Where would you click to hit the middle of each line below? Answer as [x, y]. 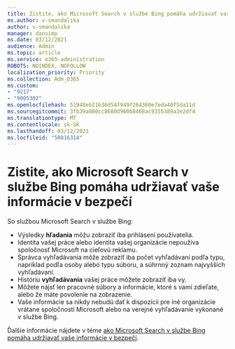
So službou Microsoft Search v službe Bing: [70, 221]
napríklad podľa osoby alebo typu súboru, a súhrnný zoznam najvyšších [121, 265]
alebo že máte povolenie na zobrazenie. [75, 294]
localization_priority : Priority [56, 72]
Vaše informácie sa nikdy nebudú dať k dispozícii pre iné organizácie [116, 302]
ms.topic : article [34, 53]
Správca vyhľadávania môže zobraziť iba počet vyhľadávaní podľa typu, [121, 257]
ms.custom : [23, 85]
